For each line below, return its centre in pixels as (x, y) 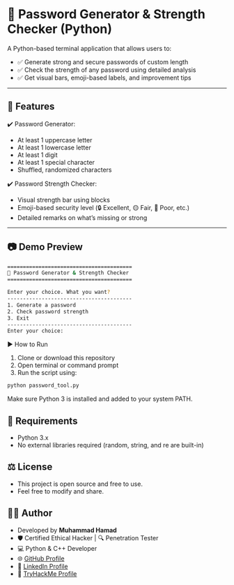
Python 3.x (33, 438)
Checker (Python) (60, 29)
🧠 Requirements (42, 421)
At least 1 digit (37, 155)
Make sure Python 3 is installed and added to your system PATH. (100, 399)
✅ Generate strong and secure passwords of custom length (103, 61)
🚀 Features (31, 106)
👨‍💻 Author (30, 513)
